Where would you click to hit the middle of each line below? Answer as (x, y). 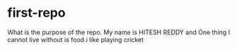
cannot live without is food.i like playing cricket (75, 39)
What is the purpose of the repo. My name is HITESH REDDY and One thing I (119, 32)
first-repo (36, 13)
